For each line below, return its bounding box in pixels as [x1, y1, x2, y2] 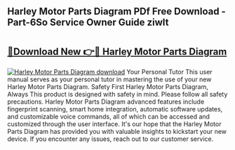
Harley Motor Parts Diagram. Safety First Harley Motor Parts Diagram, [7, 83, 208, 90]
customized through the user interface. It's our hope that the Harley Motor [7, 120, 222, 128]
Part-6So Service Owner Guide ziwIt [7, 17, 170, 29]
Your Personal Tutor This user [126, 68, 213, 76]
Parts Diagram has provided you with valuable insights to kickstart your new [7, 128, 227, 135]
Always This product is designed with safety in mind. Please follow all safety [7, 90, 228, 98]
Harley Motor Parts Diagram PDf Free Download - [7, 6, 226, 18]
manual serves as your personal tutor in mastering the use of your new [7, 75, 212, 83]
